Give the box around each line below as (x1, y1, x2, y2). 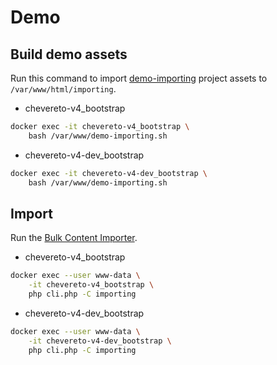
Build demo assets (10, 46, 128, 63)
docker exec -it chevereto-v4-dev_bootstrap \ (10, 168, 208, 178)
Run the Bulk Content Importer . (10, 232, 138, 244)
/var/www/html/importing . (10, 83, 117, 95)
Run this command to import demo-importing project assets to (10, 72, 268, 84)
